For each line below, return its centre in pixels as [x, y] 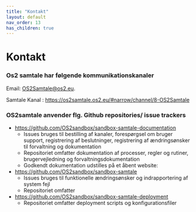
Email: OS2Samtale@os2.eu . [41, 88]
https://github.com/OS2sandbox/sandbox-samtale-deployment [91, 197]
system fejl [37, 184]
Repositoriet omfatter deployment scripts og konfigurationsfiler [100, 203]
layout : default [26, 17]
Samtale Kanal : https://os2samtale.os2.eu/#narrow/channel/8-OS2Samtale [98, 100]
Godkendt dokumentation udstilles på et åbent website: [91, 165]
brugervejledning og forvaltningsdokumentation [81, 159]
